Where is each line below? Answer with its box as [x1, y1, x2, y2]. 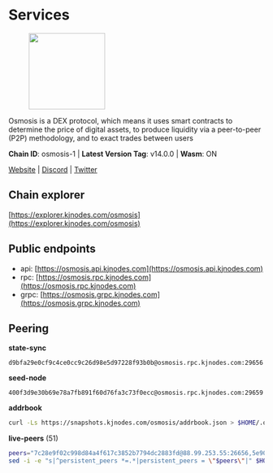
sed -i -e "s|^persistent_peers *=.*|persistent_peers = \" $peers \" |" [8, 457, 253, 465]
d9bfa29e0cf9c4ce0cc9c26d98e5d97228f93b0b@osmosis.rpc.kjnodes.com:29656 [8, 359, 264, 367]
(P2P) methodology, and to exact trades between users [8, 132, 193, 143]
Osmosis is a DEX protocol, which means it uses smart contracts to [8, 115, 233, 125]
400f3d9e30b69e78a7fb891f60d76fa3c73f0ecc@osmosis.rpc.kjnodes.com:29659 [8, 388, 264, 397]
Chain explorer [8, 189, 85, 202]
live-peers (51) [8, 433, 58, 444]
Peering [8, 321, 50, 335]
